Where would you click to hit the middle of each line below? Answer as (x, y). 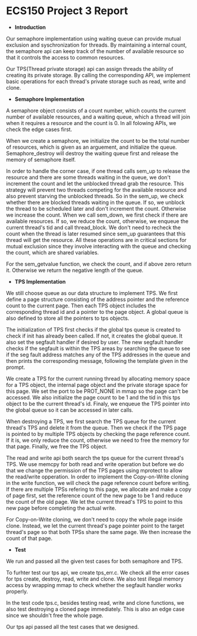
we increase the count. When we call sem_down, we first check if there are (97, 215)
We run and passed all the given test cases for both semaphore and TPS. (95, 561)
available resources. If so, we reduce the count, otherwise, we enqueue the (97, 221)
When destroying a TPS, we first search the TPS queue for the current (91, 421)
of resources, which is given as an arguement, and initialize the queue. (92, 147)
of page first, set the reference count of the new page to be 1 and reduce (94, 495)
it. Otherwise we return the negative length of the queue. (75, 270)
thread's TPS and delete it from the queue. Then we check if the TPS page (96, 427)
